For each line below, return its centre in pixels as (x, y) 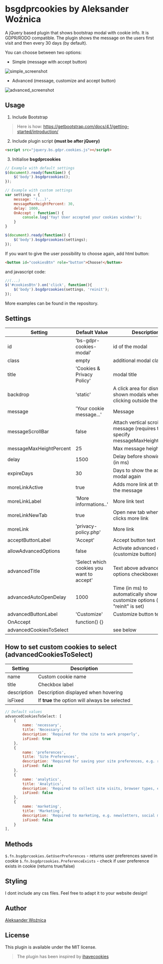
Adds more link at (133, 484)
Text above (126, 568)
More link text (129, 501)
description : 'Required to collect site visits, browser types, (89, 788)
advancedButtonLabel (33, 614)
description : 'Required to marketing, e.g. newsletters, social (89, 815)
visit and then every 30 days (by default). (46, 43)
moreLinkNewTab (27, 515)
